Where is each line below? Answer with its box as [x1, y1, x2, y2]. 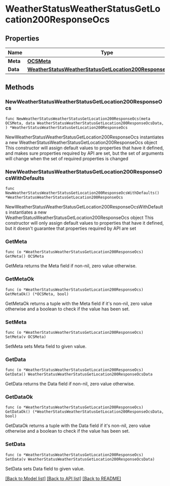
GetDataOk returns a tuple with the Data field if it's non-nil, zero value [5, 423, 151, 429]
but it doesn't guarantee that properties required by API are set [5, 225, 137, 231]
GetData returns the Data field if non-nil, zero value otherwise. [5, 381, 135, 387]
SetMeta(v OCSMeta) [5, 334, 47, 339]
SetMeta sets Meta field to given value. [5, 343, 87, 349]
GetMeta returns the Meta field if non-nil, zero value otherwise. [5, 263, 137, 269]
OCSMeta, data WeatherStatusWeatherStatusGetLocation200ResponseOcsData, [5, 120, 164, 126]
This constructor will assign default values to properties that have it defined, [5, 145, 164, 151]
